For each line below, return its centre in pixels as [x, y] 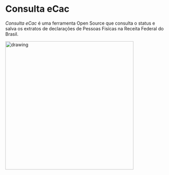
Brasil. [12, 34]
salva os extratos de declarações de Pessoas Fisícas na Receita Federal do [84, 28]
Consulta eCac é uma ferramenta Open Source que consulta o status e [80, 23]
